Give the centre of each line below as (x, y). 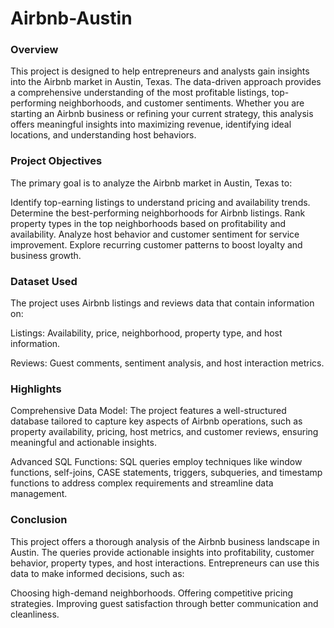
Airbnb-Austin (71, 18)
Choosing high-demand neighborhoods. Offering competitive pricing (152, 593)
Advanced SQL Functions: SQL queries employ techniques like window (156, 462)
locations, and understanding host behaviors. (103, 135)
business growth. (46, 255)
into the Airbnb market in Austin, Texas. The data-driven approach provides (166, 82)
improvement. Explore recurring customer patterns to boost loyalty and (156, 244)
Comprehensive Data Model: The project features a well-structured (148, 411)
